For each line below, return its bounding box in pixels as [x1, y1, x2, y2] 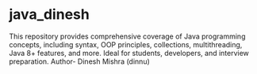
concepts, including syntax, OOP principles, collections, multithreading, [9, 39, 243, 49]
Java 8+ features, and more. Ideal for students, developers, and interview [9, 48, 249, 57]
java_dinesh [9, 6, 90, 24]
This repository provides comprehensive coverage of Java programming [9, 31, 246, 41]
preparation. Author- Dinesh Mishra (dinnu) [9, 57, 150, 66]
